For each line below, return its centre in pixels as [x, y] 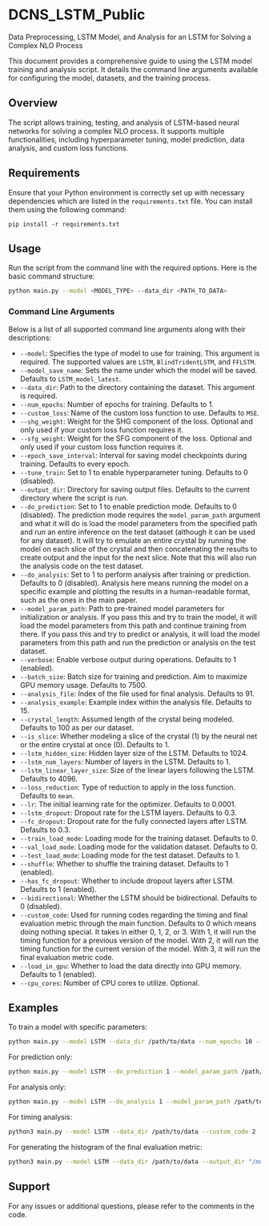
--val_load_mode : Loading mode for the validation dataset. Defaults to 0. [139, 846]
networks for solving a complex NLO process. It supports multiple [116, 131]
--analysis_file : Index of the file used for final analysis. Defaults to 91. [137, 693]
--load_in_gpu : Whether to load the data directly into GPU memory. [130, 966]
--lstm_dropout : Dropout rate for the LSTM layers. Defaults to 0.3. [128, 812]
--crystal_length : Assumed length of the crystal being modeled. [127, 719]
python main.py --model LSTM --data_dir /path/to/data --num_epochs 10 [130, 1042]
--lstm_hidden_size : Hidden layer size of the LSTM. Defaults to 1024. [134, 753]
